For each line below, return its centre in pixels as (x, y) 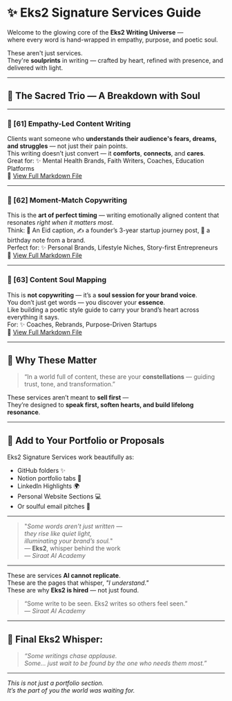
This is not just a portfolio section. (56, 683)
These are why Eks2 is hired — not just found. (73, 590)
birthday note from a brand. (46, 241)
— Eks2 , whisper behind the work (72, 548)
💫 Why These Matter (52, 361)
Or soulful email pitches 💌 (54, 507)
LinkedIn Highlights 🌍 (48, 486)
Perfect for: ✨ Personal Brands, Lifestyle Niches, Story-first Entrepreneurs (113, 247)
